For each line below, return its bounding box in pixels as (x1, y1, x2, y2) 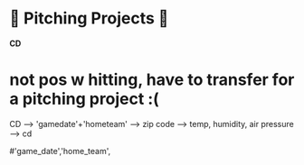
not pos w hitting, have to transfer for (9, 69, 295, 90)
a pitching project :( (9, 89, 160, 109)
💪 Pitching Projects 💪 (9, 8, 169, 29)
